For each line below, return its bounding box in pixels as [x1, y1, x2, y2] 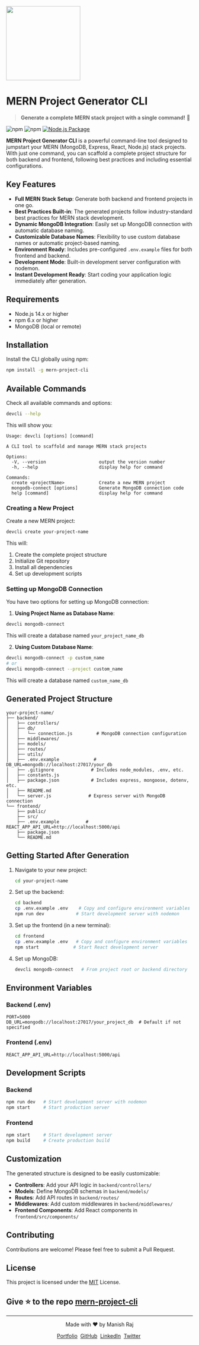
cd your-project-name [14, 878, 68, 884]
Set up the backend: [14, 889, 65, 896]
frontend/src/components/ [14, 1214, 79, 1220]
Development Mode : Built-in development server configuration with [14, 258, 181, 265]
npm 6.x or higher [14, 316, 59, 323]
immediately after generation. [14, 277, 87, 284]
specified [6, 1024, 31, 1030]
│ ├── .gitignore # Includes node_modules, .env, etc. [6, 767, 184, 773]
